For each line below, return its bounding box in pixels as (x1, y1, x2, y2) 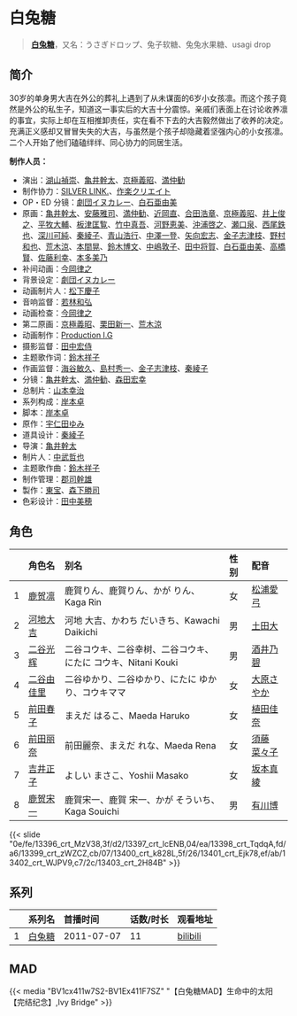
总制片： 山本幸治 (21, 384, 85, 395)
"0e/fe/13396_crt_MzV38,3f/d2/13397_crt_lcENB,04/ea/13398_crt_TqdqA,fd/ (9, 838, 286, 849)
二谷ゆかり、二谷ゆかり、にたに (65, 672, 197, 685)
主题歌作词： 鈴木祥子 (21, 352, 100, 362)
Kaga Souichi (65, 805, 119, 818)
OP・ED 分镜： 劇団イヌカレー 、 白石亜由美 (21, 197, 178, 207)
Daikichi (65, 625, 98, 638)
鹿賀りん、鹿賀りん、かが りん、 (65, 584, 201, 596)
